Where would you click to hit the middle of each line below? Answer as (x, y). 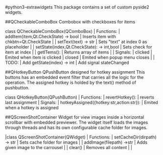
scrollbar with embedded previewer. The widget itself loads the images (77, 122)
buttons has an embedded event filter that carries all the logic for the (74, 77)
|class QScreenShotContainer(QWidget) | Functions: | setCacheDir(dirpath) (81, 137)
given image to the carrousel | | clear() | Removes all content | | (69, 147)
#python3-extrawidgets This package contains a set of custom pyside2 (77, 7)
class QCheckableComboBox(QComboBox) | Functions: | (62, 31)
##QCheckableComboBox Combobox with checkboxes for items (70, 22)
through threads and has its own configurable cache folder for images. (76, 128)
